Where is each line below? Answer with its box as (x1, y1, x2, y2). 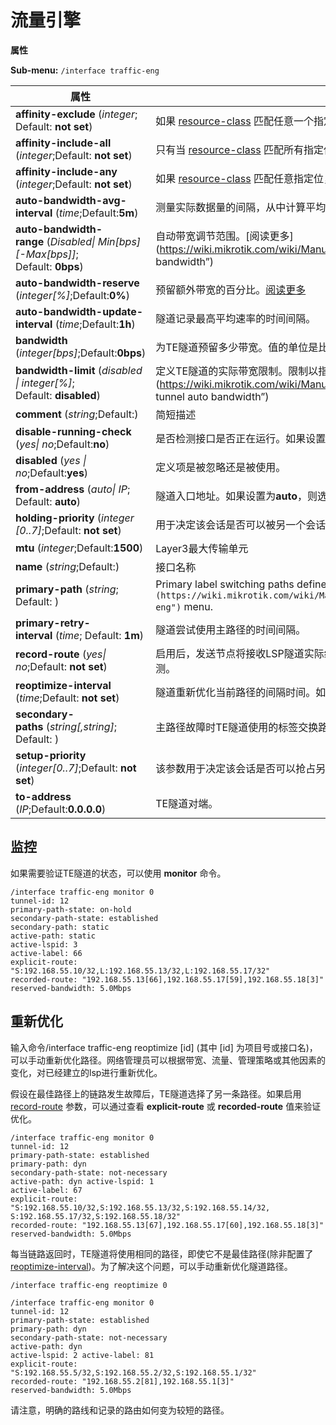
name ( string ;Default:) (15, 559, 120, 573)
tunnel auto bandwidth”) (155, 389, 270, 403)
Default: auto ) (15, 494, 81, 508)
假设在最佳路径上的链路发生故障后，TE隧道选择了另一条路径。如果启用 (10, 1087, 302, 1100)
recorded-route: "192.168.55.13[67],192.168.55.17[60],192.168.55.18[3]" (10, 1220, 325, 1230)
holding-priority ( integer (15, 511, 135, 525)
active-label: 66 (10, 948, 83, 958)
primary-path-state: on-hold (10, 904, 132, 915)
